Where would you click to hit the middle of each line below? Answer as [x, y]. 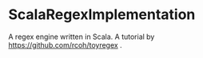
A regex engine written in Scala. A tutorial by [82, 37]
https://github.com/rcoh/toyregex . [65, 44]
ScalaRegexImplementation [102, 15]
